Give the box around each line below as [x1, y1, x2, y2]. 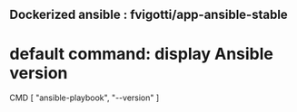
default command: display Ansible [9, 43, 274, 64]
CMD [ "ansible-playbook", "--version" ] [9, 92, 160, 103]
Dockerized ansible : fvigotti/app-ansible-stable [9, 7, 288, 23]
